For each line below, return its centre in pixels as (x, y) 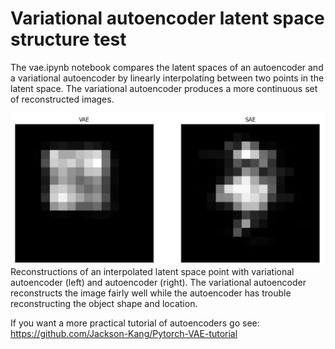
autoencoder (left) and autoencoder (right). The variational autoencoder (158, 283)
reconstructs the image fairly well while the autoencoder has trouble (151, 293)
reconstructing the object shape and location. (104, 304)
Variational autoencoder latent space (167, 18)
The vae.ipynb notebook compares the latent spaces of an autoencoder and (167, 67)
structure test (68, 39)
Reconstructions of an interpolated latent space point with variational (152, 272)
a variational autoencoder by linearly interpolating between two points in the (167, 78)
